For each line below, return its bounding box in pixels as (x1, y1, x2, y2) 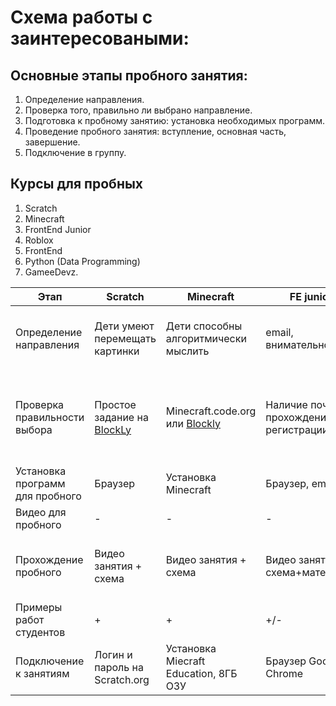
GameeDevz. (24, 266, 79, 278)
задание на (94, 410, 149, 424)
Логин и (94, 647, 133, 661)
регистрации (265, 422, 329, 436)
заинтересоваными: (10, 27, 190, 50)
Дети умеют (94, 319, 155, 333)
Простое (94, 397, 137, 411)
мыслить (165, 344, 210, 358)
